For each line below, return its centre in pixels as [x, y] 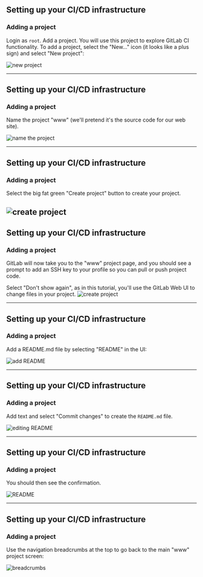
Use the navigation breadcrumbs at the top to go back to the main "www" [98, 549]
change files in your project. [41, 294]
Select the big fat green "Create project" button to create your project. [94, 194]
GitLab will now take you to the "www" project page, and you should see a [99, 263]
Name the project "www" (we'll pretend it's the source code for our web [96, 120]
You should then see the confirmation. [54, 483]
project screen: [25, 556]
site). [13, 126]
